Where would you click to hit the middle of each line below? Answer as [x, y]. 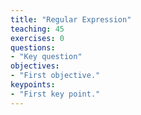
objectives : [35, 66]
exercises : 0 [37, 38]
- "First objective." [55, 76]
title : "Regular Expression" [71, 19]
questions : [33, 47]
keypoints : [33, 85]
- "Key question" [46, 57]
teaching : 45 [37, 29]
